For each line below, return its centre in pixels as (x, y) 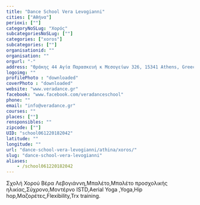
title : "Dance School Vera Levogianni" (56, 12)
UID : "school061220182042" (40, 133)
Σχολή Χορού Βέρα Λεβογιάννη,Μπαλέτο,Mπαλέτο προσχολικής (87, 183)
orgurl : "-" (21, 61)
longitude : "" (24, 144)
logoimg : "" (21, 72)
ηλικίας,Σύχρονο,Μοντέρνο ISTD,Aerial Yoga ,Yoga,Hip (74, 190)
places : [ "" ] (22, 116)
